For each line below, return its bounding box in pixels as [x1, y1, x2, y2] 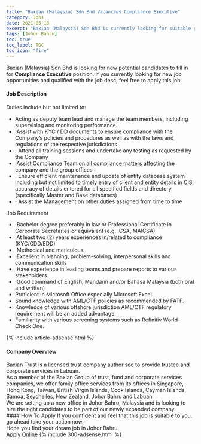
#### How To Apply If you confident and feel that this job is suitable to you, [6, 412, 193, 419]
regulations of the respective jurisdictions [14, 140, 118, 148]
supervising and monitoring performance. [14, 121, 118, 128]
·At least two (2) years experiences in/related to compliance [14, 234, 163, 241]
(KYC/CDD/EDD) [14, 240, 56, 247]
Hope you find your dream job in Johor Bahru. [6, 425, 120, 432]
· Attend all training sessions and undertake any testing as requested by [14, 147, 191, 154]
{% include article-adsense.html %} [6, 334, 95, 341]
